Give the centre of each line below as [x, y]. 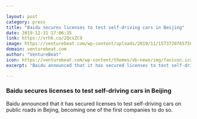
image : [14, 44]
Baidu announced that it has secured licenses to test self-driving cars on [94, 103]
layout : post [22, 16]
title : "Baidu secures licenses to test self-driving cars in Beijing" [95, 27]
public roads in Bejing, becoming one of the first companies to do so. [89, 110]
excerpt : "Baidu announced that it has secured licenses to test [87, 65]
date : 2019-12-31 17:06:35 [39, 33]
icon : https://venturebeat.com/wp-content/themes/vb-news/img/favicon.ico [99, 60]
